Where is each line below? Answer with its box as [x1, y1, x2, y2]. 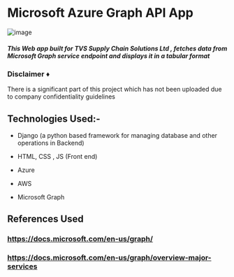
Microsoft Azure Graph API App [7, 5, 193, 21]
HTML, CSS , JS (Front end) [17, 152, 98, 161]
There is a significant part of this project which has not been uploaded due [7, 85, 222, 94]
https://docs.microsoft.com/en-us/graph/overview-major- [7, 253, 212, 263]
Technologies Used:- [7, 113, 101, 125]
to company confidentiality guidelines [7, 92, 115, 101]
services [7, 262, 38, 271]
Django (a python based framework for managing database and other [17, 132, 218, 140]
